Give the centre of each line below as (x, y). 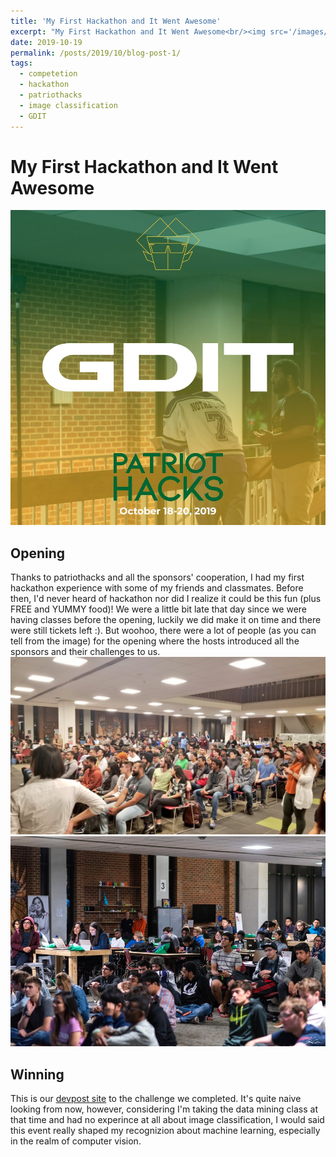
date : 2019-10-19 (46, 42)
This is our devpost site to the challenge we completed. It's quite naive (156, 1099)
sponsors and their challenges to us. (85, 652)
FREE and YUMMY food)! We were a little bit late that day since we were (159, 609)
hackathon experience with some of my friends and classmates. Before (157, 588)
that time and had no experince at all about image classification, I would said (167, 1120)
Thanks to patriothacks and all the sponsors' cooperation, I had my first (157, 577)
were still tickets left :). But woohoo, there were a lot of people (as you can (163, 631)
